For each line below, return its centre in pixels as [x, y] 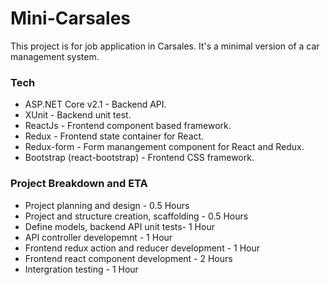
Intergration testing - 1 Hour [81, 269]
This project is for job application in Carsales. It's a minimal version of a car [165, 46]
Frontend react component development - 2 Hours [128, 258]
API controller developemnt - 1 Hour [98, 237]
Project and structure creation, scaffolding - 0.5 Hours [136, 216]
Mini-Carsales [71, 18]
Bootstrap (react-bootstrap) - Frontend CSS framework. [139, 158]
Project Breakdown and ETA [79, 184]
